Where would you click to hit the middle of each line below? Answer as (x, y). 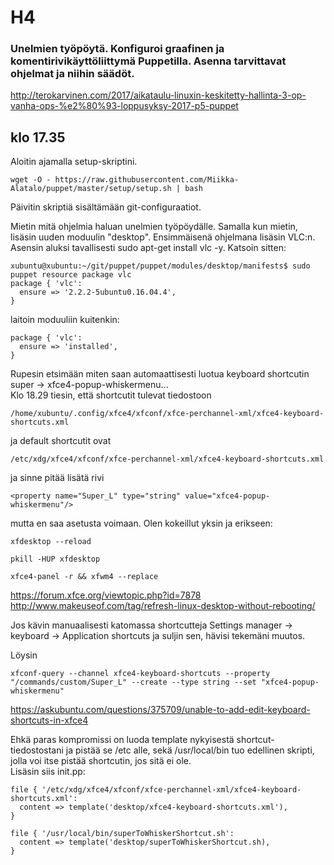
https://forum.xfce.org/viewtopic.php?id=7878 (106, 595)
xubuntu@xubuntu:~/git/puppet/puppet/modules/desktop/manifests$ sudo (160, 266)
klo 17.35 (38, 137)
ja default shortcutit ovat (61, 441)
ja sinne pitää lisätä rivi (57, 478)
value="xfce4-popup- (227, 496)
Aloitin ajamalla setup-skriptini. (74, 162)
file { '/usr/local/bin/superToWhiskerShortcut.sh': (122, 834)
